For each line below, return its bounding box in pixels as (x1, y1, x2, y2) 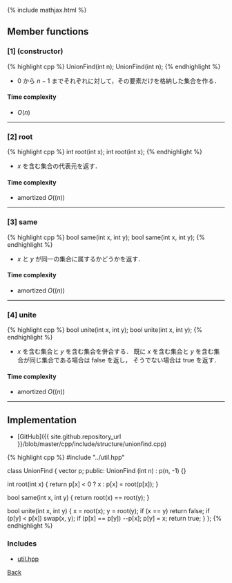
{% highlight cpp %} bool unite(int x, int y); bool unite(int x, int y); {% (7, 326, 202, 334)
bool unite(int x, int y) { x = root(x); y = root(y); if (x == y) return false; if (7, 507, 210, 515)
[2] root (7, 131, 33, 141)
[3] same (7, 217, 38, 227)
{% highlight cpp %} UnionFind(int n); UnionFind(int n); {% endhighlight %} (7, 62, 221, 71)
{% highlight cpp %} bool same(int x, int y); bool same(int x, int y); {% (7, 233, 205, 241)
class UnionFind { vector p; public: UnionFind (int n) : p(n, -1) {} (7, 467, 186, 475)
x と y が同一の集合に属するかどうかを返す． (17, 255, 144, 263)
